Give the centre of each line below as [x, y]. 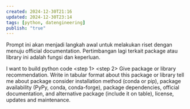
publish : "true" [26, 28]
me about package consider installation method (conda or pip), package [94, 81]
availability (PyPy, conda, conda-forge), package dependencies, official [93, 87]
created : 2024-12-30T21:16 [39, 11]
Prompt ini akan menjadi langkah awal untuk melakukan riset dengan [89, 45]
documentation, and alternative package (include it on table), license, [90, 94]
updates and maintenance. [38, 100]
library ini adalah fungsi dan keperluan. [53, 57]
